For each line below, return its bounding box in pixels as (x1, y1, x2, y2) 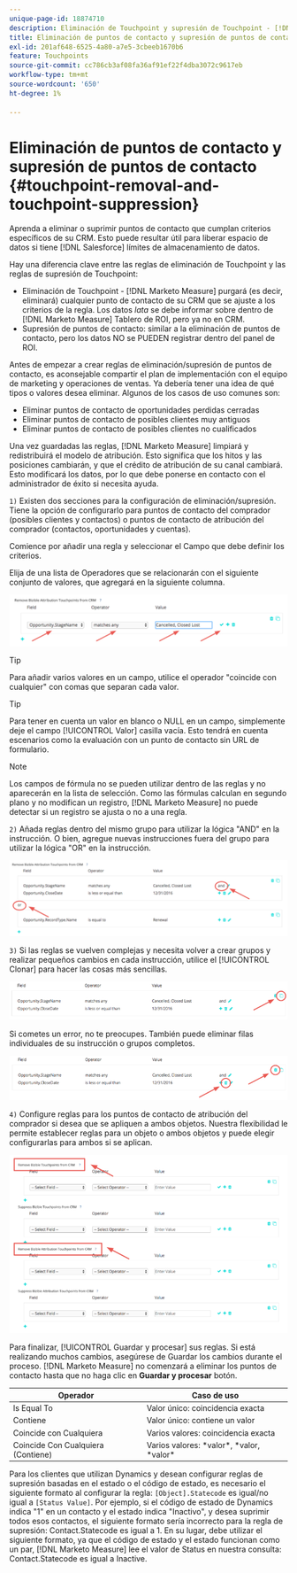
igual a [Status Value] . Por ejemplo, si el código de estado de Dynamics (9, 1497, 274, 1507)
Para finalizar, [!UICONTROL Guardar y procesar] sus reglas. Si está (9, 1342, 256, 1352)
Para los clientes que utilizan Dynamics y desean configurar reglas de (9, 1468, 263, 1479)
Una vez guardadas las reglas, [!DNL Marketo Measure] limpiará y (9, 441, 249, 452)
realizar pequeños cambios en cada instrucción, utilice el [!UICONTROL (9, 955, 270, 965)
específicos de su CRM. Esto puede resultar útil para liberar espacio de (9, 233, 269, 244)
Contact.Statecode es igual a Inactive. (9, 1554, 148, 1564)
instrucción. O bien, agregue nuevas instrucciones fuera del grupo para (9, 833, 270, 844)
